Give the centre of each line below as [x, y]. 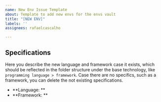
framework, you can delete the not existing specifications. [64, 80]
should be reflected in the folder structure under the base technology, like [80, 69]
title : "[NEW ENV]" [25, 19]
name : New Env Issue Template [36, 10]
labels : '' [16, 24]
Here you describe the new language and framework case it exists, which [80, 64]
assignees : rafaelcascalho [33, 28]
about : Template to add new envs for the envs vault [60, 14]
